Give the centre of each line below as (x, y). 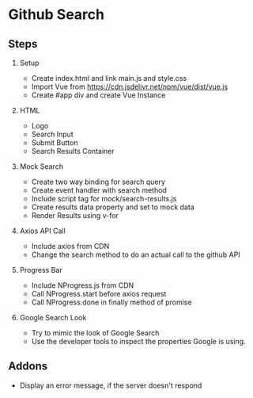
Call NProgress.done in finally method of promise (111, 302)
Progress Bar (41, 270)
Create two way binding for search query (98, 182)
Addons (28, 366)
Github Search (57, 15)
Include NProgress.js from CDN (83, 285)
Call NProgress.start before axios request (99, 294)
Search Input (52, 134)
